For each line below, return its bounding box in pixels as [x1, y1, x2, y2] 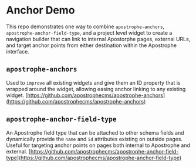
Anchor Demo [6, 4, 75, 17]
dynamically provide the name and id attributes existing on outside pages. [6, 135, 183, 142]
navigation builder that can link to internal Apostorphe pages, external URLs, [6, 35, 191, 42]
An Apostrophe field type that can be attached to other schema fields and [6, 129, 184, 136]
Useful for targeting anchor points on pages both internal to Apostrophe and [6, 142, 191, 149]
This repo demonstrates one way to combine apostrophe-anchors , [6, 23, 165, 30]
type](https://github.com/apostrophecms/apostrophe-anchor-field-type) [6, 154, 182, 161]
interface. [6, 48, 29, 55]
